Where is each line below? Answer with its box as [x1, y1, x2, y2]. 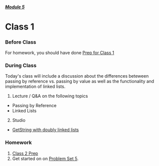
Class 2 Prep [12, 150, 38, 156]
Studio [12, 117, 26, 123]
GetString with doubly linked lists [12, 127, 79, 133]
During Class [5, 62, 37, 69]
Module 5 [5, 4, 25, 10]
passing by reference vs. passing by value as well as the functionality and [5, 79, 155, 84]
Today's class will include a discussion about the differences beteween [5, 73, 149, 79]
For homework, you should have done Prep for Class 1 [5, 50, 114, 56]
